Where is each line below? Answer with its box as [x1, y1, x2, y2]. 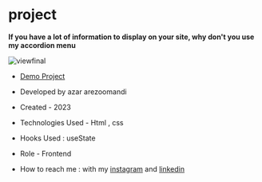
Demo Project [19, 71, 65, 81]
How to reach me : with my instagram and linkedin [19, 164, 185, 173]
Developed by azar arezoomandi [19, 86, 127, 97]
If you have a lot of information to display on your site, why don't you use [8, 32, 255, 42]
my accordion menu [8, 40, 76, 49]
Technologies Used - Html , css [19, 117, 124, 127]
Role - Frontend [19, 148, 72, 158]
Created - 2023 [19, 102, 72, 112]
